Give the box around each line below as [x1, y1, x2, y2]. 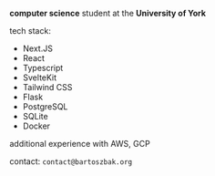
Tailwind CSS [22, 82, 73, 92]
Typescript [22, 63, 64, 73]
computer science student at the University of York [9, 8, 207, 18]
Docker [22, 120, 51, 131]
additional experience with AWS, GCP [9, 139, 150, 149]
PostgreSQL [22, 101, 68, 112]
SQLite [22, 111, 48, 121]
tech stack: [9, 26, 52, 36]
